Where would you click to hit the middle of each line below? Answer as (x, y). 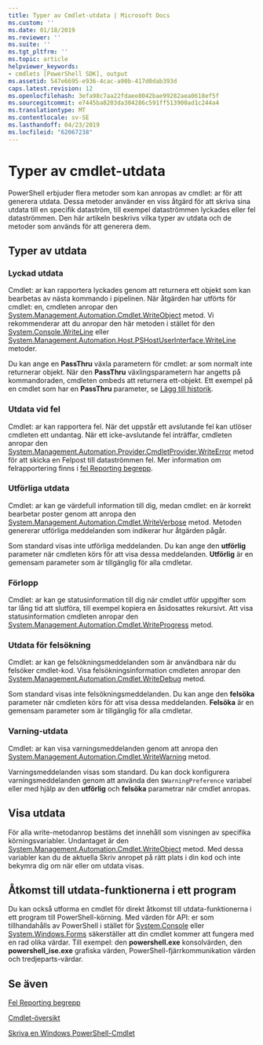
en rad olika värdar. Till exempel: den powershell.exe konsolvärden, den (125, 942)
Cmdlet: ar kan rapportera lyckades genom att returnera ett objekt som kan (130, 290)
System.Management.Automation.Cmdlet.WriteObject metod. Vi (111, 316)
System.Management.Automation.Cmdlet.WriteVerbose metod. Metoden (125, 522)
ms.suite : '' (29, 45)
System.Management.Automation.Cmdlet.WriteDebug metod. (107, 679)
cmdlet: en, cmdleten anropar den (63, 307)
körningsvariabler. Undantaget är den (69, 840)
